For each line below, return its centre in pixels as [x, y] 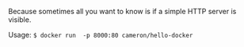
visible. [20, 20]
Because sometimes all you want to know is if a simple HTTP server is [122, 11]
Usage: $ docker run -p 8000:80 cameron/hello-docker [101, 35]
